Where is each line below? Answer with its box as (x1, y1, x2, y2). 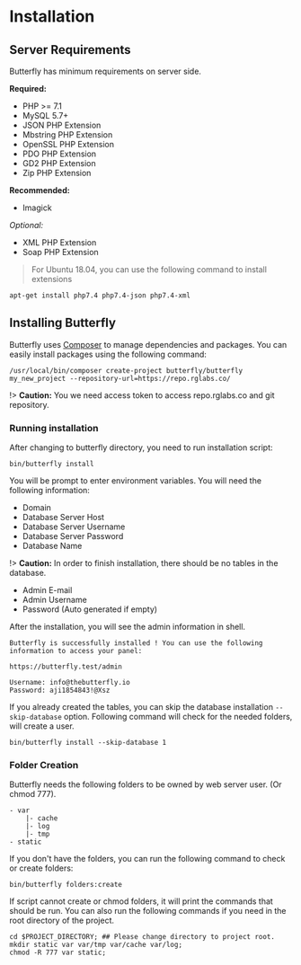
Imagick (22, 202, 52, 213)
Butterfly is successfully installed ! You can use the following (9, 639, 263, 648)
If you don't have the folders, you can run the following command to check (9, 854, 286, 864)
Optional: (9, 220, 43, 230)
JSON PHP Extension (22, 120, 102, 130)
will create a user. (9, 721, 75, 731)
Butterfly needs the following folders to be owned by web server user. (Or (9, 779, 282, 790)
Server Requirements (9, 42, 132, 58)
